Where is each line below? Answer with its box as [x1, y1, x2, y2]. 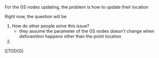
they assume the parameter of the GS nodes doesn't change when [19, 28, 155, 34]
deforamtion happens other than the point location [19, 34, 122, 39]
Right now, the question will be [4, 14, 67, 19]
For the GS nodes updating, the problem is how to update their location [4, 4, 149, 10]
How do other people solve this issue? [11, 23, 90, 29]
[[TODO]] [4, 48, 24, 54]
